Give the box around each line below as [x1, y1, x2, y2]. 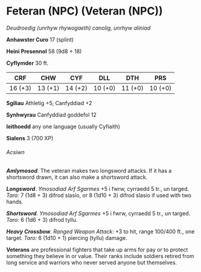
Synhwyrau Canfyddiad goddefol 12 [6, 111, 97, 118]
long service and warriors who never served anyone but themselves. [6, 259, 177, 267]
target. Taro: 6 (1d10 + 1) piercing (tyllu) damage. [6, 235, 127, 242]
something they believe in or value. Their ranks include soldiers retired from [6, 253, 194, 260]
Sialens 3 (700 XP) [6, 134, 54, 141]
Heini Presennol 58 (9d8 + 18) [6, 47, 82, 55]
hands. [6, 198, 24, 206]
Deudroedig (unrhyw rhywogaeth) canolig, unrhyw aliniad [6, 24, 151, 31]
